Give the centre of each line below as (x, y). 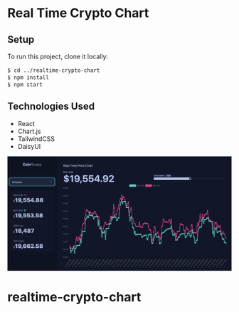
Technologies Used (51, 106)
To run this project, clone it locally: (58, 56)
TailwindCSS (36, 139)
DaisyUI (29, 146)
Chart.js (29, 131)
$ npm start (25, 85)
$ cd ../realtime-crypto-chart (54, 71)
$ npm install (28, 78)
